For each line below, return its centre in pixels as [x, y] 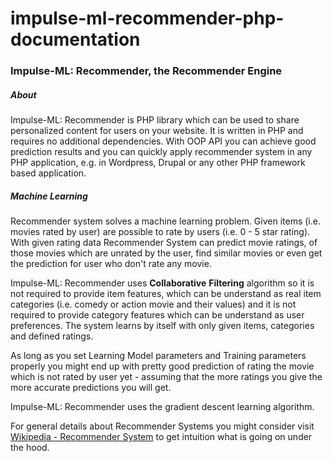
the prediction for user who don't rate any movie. [111, 264]
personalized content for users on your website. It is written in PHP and [157, 131]
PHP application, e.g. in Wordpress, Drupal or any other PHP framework [158, 163]
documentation [75, 39]
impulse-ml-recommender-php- [147, 18]
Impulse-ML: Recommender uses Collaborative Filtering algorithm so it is [162, 283]
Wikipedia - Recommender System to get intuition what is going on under [161, 437]
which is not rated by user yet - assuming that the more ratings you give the [166, 377]
